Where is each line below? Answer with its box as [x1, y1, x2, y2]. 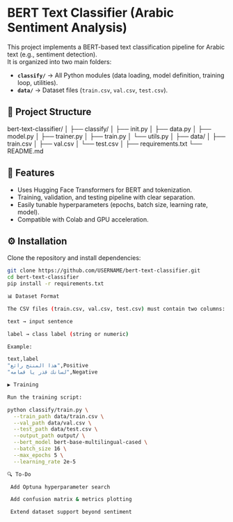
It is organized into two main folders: [7, 57, 112, 66]
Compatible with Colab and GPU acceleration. [17, 215, 150, 224]
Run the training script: [7, 394, 82, 401]
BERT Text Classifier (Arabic [7, 5, 175, 21]
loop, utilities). [17, 78, 58, 86]
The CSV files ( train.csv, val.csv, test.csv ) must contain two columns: [7, 305, 226, 312]
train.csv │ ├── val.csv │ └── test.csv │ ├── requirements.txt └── [7, 139, 202, 148]
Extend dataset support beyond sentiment [10, 509, 132, 516]
